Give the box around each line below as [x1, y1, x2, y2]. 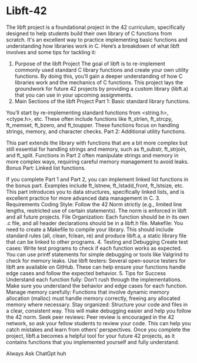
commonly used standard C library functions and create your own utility [14, 66, 189, 73]
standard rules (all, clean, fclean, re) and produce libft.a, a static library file [6, 232, 187, 239]
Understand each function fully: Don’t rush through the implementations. [6, 276, 182, 283]
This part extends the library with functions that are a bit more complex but [6, 139, 188, 146]
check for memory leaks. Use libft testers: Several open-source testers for [6, 257, 186, 264]
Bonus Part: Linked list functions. [6, 164, 86, 171]
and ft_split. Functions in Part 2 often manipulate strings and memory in [6, 151, 179, 159]
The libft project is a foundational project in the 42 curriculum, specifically [6, 24, 185, 31]
